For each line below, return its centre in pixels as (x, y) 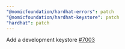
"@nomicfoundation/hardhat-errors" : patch (60, 12)
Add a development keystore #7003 (50, 40)
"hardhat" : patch (28, 23)
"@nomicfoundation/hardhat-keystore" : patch (63, 17)
